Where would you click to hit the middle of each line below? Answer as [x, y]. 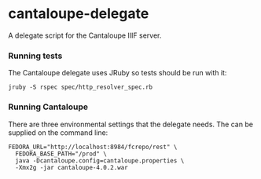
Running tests [35, 56]
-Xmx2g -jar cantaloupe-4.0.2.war [72, 167]
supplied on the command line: [58, 132]
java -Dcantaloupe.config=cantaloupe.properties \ [100, 161]
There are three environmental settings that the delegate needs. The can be [131, 124]
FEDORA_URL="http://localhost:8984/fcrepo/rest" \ [93, 147]
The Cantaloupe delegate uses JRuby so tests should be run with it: [118, 73]
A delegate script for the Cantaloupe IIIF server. [85, 35]
